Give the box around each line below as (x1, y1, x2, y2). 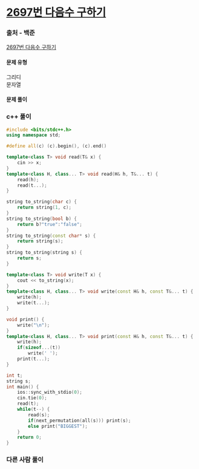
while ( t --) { (17, 407, 50, 413)
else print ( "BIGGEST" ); (28, 423, 88, 429)
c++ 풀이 (6, 113, 31, 121)
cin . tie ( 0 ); (17, 395, 47, 401)
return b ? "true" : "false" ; (17, 221, 83, 227)
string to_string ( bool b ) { (6, 216, 77, 222)
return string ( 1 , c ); (17, 204, 71, 211)
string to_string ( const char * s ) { (6, 233, 96, 239)
